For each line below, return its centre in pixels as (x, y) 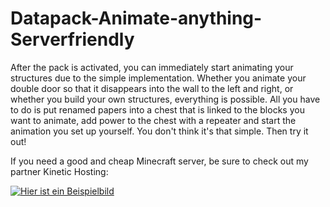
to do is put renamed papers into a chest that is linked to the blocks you (157, 109)
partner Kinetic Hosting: (59, 171)
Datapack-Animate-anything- (136, 18)
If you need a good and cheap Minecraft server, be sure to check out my (159, 161)
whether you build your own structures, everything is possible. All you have (165, 99)
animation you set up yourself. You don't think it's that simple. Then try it (159, 131)
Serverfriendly (72, 39)
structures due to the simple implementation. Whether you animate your (158, 78)
